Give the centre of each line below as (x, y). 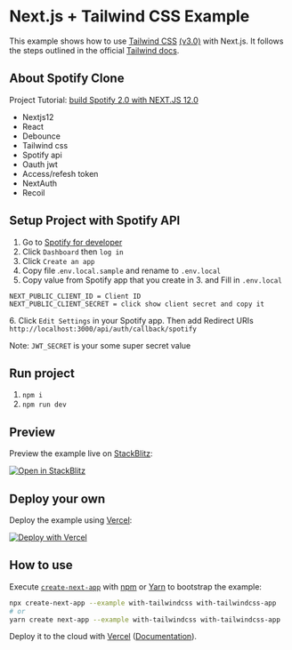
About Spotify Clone (67, 79)
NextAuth (40, 183)
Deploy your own (57, 498)
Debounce (41, 136)
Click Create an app (58, 261)
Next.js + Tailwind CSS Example (130, 16)
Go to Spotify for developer (72, 242)
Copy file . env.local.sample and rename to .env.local (121, 270)
